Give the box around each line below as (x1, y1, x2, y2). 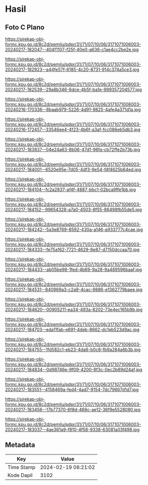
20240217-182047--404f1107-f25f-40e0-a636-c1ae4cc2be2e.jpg (5, 47, 139, 52)
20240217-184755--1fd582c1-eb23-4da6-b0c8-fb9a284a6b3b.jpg (5, 347, 141, 353)
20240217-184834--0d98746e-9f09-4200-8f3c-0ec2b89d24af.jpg (5, 367, 143, 372)
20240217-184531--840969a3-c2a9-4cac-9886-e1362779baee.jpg (5, 287, 143, 292)
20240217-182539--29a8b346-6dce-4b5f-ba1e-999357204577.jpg (5, 87, 142, 92)
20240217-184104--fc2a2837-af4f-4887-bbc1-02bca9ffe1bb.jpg (5, 187, 136, 193)
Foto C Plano (5, 23, 45, 32)
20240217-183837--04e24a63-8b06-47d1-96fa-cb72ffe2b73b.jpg (5, 147, 141, 152)
